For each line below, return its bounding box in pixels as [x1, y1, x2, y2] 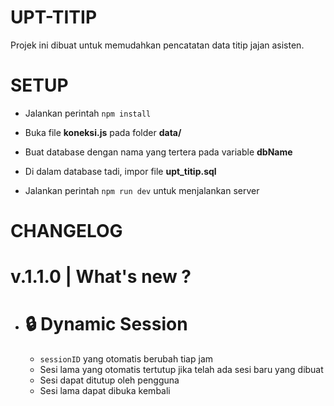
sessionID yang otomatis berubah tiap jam [39, 353, 214, 365]
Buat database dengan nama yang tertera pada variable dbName [24, 146, 293, 158]
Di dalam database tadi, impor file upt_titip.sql [24, 165, 217, 177]
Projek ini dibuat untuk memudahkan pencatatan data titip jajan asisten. [10, 39, 305, 51]
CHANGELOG [10, 220, 123, 243]
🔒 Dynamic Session [24, 313, 188, 336]
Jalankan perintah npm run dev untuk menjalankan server [24, 184, 260, 196]
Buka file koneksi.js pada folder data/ [24, 126, 182, 138]
